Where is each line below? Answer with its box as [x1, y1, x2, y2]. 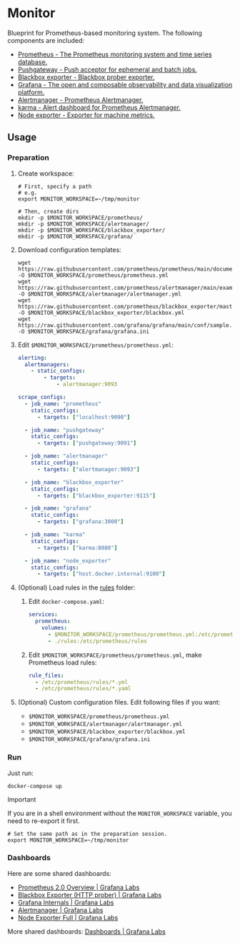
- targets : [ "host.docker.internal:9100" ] [36, 570, 166, 578]
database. [17, 57, 48, 66]
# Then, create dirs [17, 208, 79, 215]
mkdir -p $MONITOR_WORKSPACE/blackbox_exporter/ [17, 226, 166, 233]
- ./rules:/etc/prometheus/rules [47, 637, 148, 645]
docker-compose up [7, 782, 62, 790]
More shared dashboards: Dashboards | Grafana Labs [7, 927, 166, 936]
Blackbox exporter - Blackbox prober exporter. [17, 73, 155, 81]
